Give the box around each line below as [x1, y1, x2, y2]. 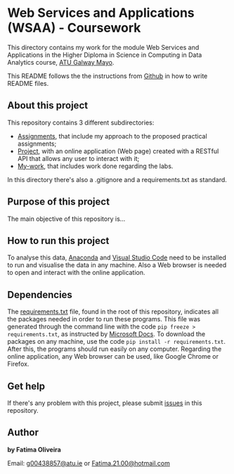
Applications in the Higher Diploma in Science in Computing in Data [7, 51, 202, 59]
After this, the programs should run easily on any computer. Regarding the [7, 345, 222, 353]
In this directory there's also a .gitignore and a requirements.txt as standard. [7, 175, 227, 184]
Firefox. [7, 360, 30, 369]
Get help [7, 380, 46, 392]
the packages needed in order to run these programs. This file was [7, 315, 201, 324]
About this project [7, 100, 89, 112]
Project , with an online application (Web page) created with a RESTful [17, 146, 219, 155]
